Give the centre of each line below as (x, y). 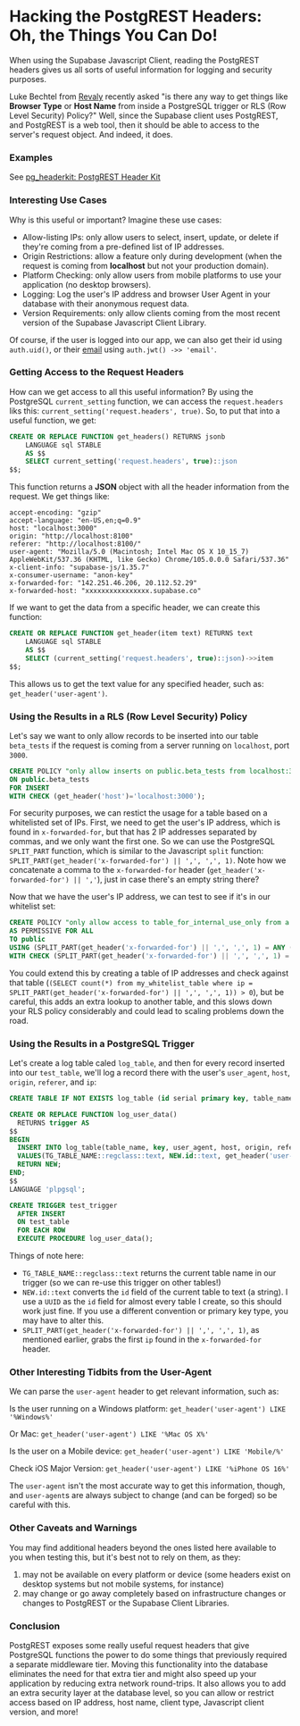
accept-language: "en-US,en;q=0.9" (75, 521)
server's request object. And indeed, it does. (91, 134)
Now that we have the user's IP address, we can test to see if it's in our (140, 897)
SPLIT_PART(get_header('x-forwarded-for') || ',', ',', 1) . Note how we (148, 860)
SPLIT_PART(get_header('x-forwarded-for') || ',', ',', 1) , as (141, 1330)
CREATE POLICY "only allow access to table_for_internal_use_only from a (150, 923)
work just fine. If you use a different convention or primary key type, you (155, 1311)
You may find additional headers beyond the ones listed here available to (143, 1547)
